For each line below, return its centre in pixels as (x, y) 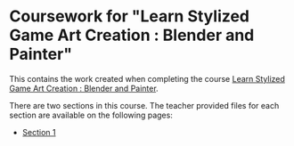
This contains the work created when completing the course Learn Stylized (147, 78)
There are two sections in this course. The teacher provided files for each (144, 105)
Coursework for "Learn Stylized (130, 16)
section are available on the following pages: (91, 115)
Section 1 (39, 132)
